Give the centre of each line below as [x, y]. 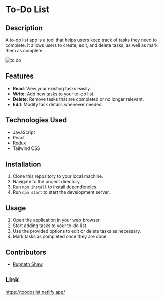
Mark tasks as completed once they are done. [60, 236]
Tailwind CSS [26, 148]
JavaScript [24, 132]
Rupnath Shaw [28, 264]
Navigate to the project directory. [47, 182]
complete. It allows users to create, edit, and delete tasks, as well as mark [82, 45]
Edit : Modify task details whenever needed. [58, 104]
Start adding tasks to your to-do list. [50, 226]
